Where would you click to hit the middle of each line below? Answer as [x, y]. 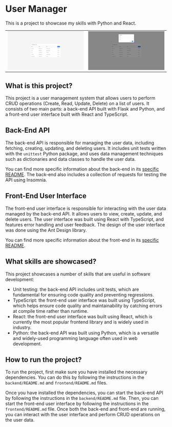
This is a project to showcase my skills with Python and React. [71, 23]
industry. [22, 327]
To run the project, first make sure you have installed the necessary [76, 372]
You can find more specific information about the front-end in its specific [82, 240]
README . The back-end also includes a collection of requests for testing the [86, 174]
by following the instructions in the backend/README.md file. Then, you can [82, 398]
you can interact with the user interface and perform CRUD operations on [83, 415]
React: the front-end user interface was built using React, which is [82, 316]
